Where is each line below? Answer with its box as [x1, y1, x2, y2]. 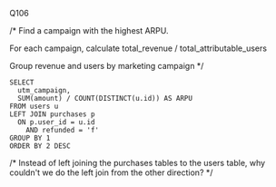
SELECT [9, 78, 34, 87]
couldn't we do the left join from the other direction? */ [9, 167, 213, 178]
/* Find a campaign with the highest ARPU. [9, 25, 170, 35]
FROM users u [9, 102, 59, 111]
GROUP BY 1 [9, 133, 51, 143]
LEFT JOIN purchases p [9, 110, 95, 119]
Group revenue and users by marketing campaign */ [9, 61, 204, 71]
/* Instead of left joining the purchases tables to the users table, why [9, 158, 266, 168]
